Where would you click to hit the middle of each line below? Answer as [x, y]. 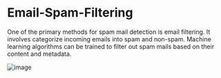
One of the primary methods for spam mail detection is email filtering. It [109, 32]
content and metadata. [39, 54]
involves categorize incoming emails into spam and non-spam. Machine [109, 39]
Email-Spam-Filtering [70, 13]
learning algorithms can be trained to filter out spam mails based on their [111, 46]
